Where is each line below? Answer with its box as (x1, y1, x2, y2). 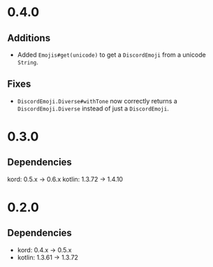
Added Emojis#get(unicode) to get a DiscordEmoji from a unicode (17, 50, 206, 59)
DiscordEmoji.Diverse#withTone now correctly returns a (17, 96, 178, 105)
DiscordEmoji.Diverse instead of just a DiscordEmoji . (17, 104, 169, 113)
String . (17, 58, 38, 66)
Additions (7, 32, 51, 44)
